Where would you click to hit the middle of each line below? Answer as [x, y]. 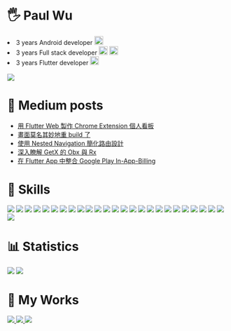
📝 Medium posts [55, 106]
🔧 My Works [43, 300]
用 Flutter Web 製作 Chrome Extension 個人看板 [85, 126]
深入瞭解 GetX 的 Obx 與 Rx [57, 152]
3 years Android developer [55, 42]
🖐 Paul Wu [40, 16]
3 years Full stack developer [57, 53]
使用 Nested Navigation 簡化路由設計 [70, 143]
